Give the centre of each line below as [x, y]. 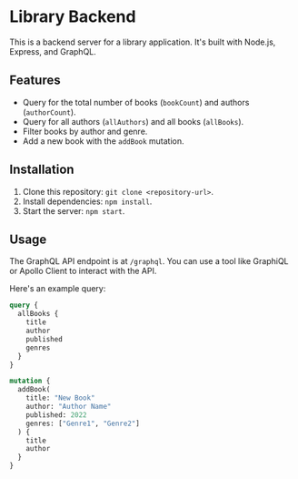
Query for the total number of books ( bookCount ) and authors [136, 102]
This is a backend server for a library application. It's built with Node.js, [143, 42]
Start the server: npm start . [74, 210]
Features [35, 81]
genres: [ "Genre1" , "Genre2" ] [83, 423]
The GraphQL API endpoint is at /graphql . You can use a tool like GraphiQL [149, 261]
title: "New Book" [60, 398]
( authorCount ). [49, 112]
